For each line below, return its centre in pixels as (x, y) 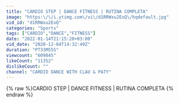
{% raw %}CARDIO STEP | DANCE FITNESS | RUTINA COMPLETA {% (90, 88)
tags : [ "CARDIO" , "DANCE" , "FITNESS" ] (51, 34)
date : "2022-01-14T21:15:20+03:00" (50, 39)
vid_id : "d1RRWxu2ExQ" (34, 22)
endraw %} (20, 95)
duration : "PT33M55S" (33, 50)
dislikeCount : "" (27, 66)
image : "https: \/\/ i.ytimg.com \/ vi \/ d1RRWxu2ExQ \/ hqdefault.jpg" (87, 17)
